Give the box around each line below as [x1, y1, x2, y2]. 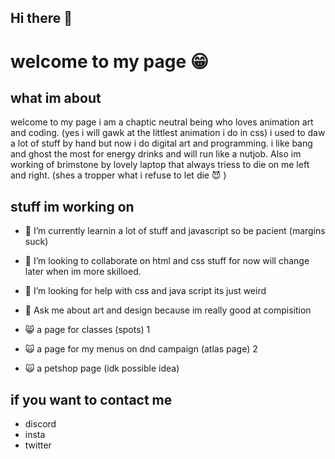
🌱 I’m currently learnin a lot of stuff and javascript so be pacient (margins [24, 225, 326, 237]
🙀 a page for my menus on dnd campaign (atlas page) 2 [24, 343, 258, 355]
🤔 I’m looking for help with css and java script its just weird [24, 285, 267, 297]
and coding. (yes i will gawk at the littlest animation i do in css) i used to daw [10, 127, 326, 139]
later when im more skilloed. [24, 266, 142, 278]
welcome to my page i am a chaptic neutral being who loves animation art [10, 116, 314, 128]
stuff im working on [10, 198, 135, 215]
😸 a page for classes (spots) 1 [24, 324, 151, 336]
